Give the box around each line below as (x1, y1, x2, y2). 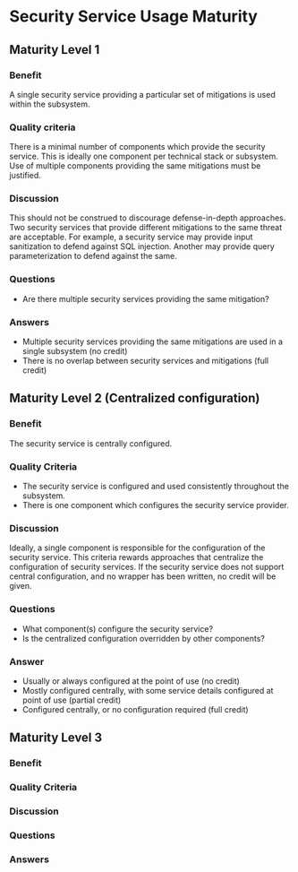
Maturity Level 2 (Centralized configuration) (9, 391, 260, 406)
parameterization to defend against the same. (9, 251, 177, 262)
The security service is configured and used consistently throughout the (21, 481, 289, 492)
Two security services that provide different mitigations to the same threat (9, 222, 283, 233)
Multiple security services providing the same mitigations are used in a (21, 336, 284, 347)
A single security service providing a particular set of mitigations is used (9, 89, 276, 99)
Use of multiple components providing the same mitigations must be (9, 160, 261, 171)
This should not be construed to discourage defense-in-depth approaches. (9, 212, 286, 223)
